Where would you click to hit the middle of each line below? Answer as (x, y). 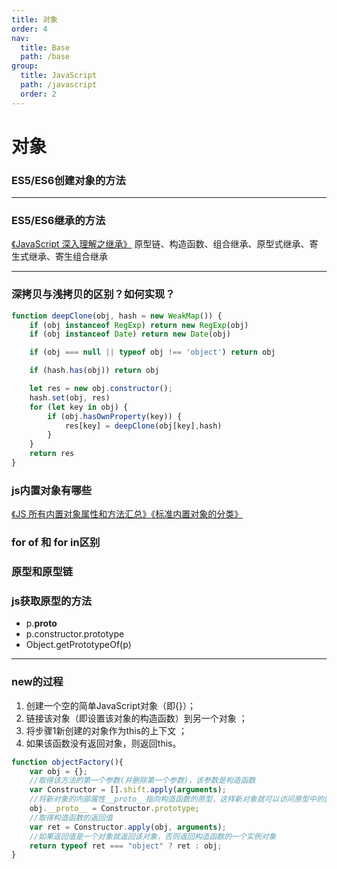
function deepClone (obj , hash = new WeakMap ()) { (117, 316)
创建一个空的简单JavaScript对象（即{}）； (110, 705)
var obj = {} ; (58, 771)
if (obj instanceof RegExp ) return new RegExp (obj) (139, 325)
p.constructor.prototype (75, 634)
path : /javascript (59, 85)
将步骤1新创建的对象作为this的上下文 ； (106, 730)
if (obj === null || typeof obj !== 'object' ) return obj (152, 352)
